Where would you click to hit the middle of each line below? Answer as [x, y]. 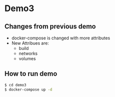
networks [28, 53]
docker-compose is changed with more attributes [61, 38]
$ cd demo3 [15, 85]
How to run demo [31, 74]
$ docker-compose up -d [29, 89]
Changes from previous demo [50, 26]
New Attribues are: [30, 43]
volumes [27, 58]
